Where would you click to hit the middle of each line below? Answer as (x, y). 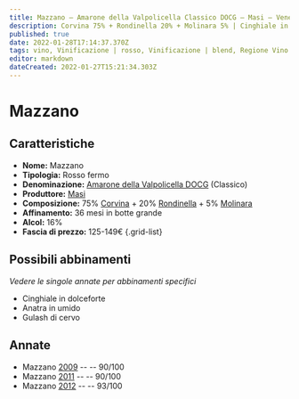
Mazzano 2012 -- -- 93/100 (72, 386)
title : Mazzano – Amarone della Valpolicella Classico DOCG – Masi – (141, 17)
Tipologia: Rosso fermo (65, 175)
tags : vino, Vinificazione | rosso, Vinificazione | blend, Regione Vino (149, 51)
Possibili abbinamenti (70, 260)
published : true (39, 34)
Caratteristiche (52, 144)
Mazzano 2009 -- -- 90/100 (73, 367)
